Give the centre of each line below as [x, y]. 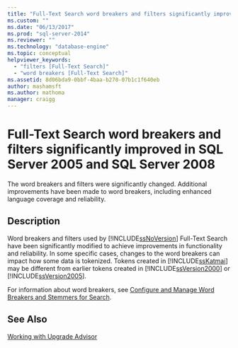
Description [34, 221]
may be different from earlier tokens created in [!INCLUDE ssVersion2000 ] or [119, 268]
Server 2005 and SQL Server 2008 [112, 164]
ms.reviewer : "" [31, 40]
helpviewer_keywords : [39, 60]
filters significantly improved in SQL [115, 150]
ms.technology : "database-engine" [58, 47]
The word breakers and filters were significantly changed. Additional [107, 184]
